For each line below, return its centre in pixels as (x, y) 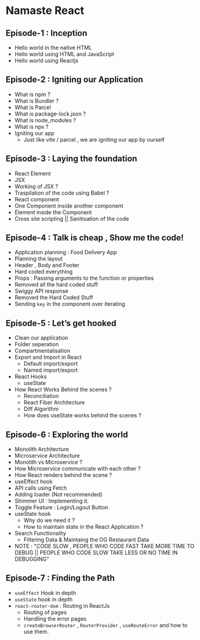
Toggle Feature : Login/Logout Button (61, 507)
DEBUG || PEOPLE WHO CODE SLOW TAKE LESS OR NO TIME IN (96, 553)
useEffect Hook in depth (45, 593)
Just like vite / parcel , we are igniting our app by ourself (94, 139)
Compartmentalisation (42, 351)
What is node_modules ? (45, 120)
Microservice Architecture (47, 456)
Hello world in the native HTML (53, 47)
